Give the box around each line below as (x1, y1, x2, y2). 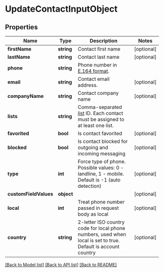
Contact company (78, 90, 119, 96)
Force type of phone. (78, 158, 126, 165)
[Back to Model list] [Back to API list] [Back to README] (5, 262, 117, 268)
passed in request (78, 204, 119, 211)
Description (89, 38, 118, 44)
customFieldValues (7, 191, 54, 197)
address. (78, 82, 98, 89)
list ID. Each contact (78, 110, 123, 116)
